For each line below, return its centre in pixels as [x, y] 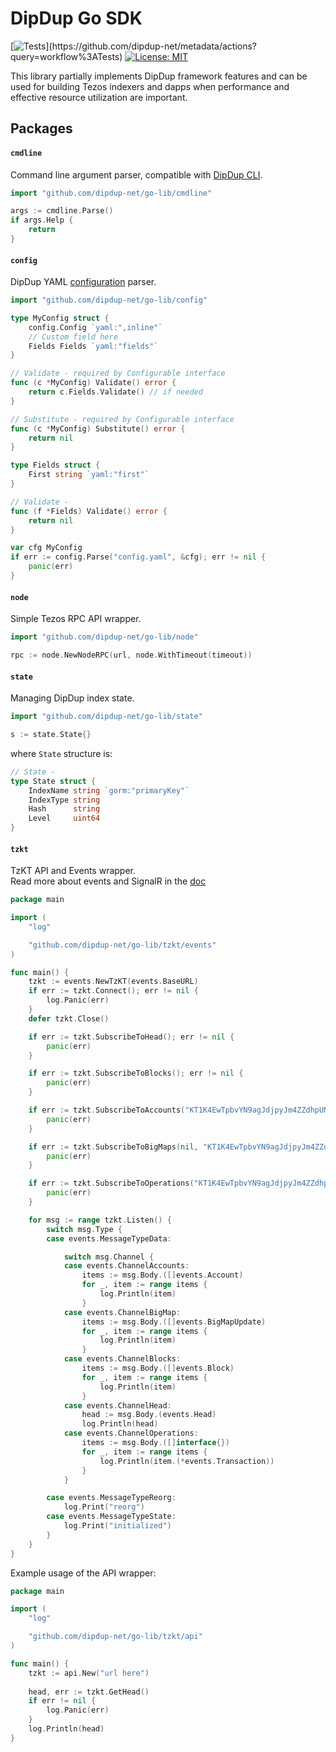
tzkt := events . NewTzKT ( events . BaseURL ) [113, 982]
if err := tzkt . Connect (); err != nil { [113, 991]
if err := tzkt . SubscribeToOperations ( [111, 1183]
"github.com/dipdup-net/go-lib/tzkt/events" [122, 945]
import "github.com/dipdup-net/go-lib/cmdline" [111, 193]
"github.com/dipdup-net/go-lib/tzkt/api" [115, 1637]
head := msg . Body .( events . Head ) [149, 1415]
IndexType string [64, 800]
